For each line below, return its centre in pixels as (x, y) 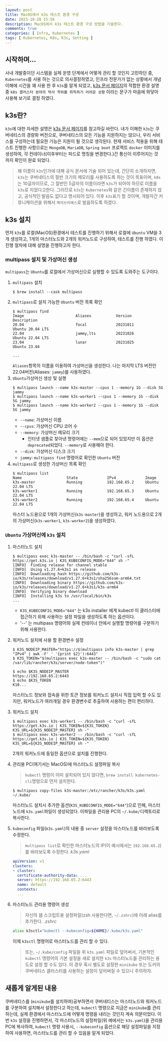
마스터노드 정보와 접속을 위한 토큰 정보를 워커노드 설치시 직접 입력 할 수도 (84, 695)
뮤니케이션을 (30, 202)
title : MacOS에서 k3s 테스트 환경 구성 (42, 15)
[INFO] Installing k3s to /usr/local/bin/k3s (62, 596)
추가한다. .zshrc (41, 921)
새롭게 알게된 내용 (31, 988)
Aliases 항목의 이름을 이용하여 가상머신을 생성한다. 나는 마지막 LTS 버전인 (84, 365)
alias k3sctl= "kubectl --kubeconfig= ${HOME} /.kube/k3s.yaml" (78, 931)
